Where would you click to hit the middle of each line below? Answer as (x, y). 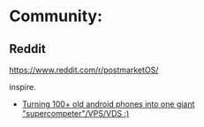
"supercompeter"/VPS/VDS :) (76, 113)
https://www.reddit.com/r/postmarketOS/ (84, 70)
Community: (56, 16)
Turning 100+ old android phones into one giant (108, 104)
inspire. (23, 87)
